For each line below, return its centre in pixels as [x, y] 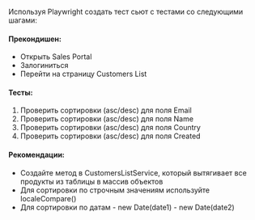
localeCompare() [48, 198]
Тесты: [21, 92]
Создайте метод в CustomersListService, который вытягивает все [133, 172]
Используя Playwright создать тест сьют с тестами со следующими [126, 12]
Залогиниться [44, 66]
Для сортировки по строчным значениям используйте [115, 190]
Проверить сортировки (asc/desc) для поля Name [107, 119]
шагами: [23, 20]
